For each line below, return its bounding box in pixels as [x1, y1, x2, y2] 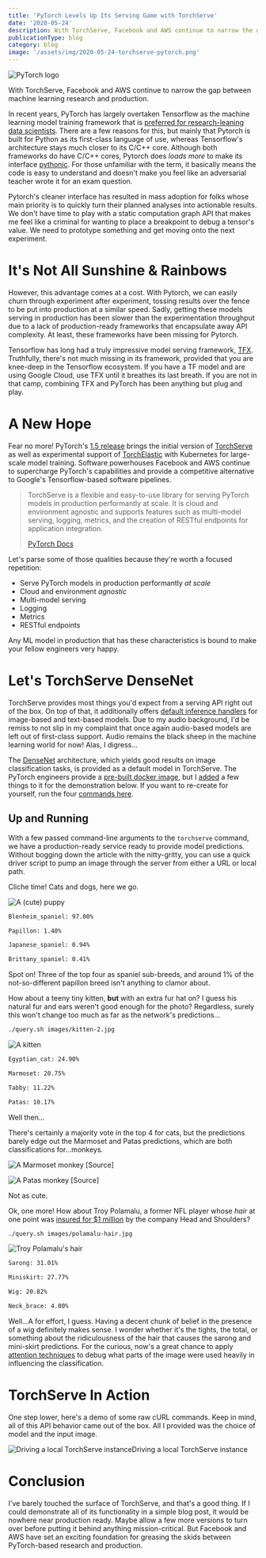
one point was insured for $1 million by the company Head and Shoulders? [8, 1214, 251, 1224]
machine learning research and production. [8, 94, 149, 103]
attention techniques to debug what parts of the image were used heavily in [8, 1350, 255, 1359]
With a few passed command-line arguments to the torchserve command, [8, 833, 249, 842]
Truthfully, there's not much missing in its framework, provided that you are [8, 353, 254, 363]
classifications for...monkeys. [8, 1145, 104, 1154]
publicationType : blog [8, 33, 83, 42]
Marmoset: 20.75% [8, 1070, 66, 1077]
